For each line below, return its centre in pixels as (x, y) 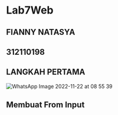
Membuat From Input (45, 105)
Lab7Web (30, 10)
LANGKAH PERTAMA (46, 72)
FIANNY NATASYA (41, 32)
